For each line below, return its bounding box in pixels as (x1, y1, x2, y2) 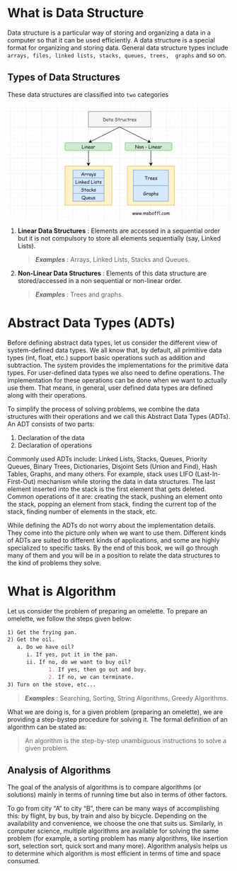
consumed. (7, 857, 40, 865)
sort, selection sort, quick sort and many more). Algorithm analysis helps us (7, 842, 228, 850)
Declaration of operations (17, 441, 92, 449)
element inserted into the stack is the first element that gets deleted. (7, 485, 207, 493)
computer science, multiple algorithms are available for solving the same (7, 826, 219, 836)
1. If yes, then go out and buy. (48, 666, 147, 673)
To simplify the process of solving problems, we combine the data (7, 405, 200, 413)
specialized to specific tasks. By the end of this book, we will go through (7, 543, 219, 552)
